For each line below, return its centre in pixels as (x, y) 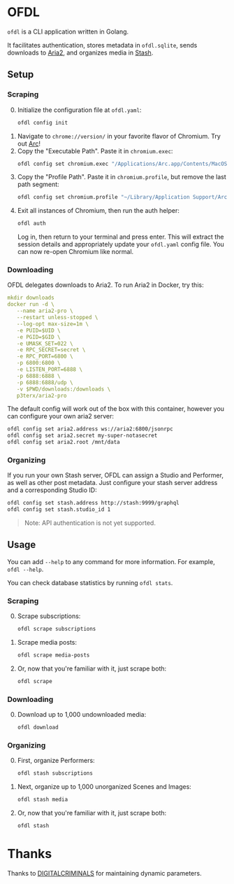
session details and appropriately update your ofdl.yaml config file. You (121, 244)
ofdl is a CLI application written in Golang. (68, 31)
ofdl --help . (25, 569)
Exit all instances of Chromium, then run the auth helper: (98, 211)
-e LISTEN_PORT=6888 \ (49, 370)
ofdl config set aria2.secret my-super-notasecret (82, 436)
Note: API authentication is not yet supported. (90, 523)
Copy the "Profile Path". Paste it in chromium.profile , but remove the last (122, 177)
